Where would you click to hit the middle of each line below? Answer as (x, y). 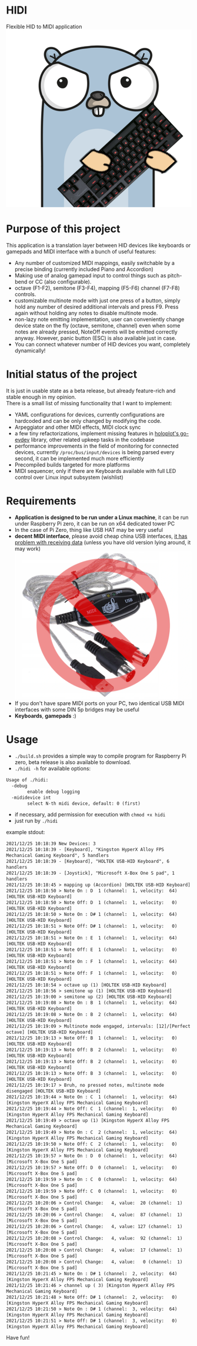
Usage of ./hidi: (27, 780)
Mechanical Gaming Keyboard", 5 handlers (58, 856)
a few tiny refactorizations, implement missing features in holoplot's (97, 434)
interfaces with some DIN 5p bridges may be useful (77, 710)
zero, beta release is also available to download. (73, 762)
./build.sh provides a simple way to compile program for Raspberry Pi (101, 756)
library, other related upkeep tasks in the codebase (93, 440)
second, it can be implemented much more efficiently (79, 459)
